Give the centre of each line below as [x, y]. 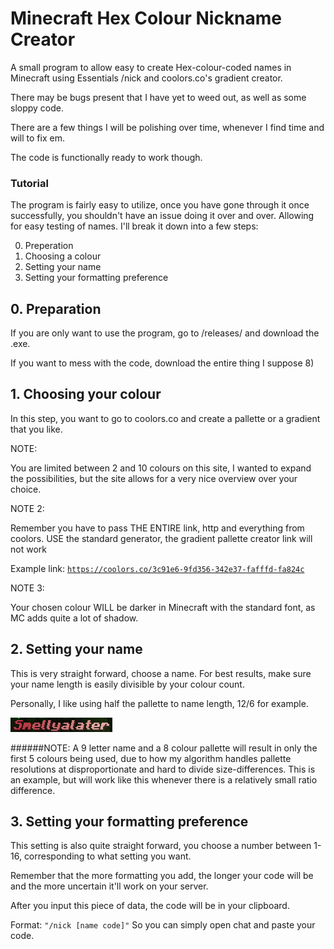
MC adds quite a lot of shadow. [74, 618]
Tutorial [29, 183]
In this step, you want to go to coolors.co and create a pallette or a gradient [165, 418]
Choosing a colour [63, 256]
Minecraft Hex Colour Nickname [146, 18]
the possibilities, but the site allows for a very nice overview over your [154, 478]
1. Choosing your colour [86, 394]
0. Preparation [56, 308]
